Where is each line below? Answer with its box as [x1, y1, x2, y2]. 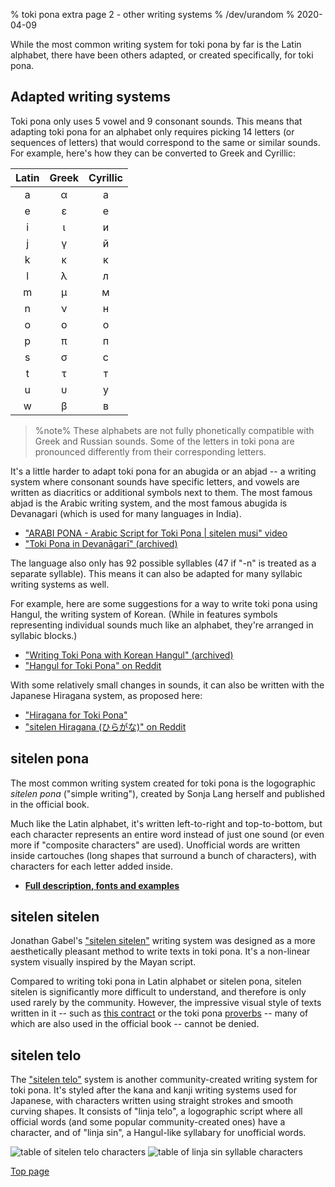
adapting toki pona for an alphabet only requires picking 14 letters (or [10, 125, 295, 138]
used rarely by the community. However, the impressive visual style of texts [10, 997, 322, 1009]
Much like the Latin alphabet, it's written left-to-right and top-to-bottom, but [10, 817, 323, 829]
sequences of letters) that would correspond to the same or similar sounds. [10, 136, 321, 148]
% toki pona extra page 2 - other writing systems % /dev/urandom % [10, 9, 295, 20]
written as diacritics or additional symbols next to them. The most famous [10, 486, 313, 498]
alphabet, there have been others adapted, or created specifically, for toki [10, 49, 314, 61]
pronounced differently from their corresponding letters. [34, 445, 267, 458]
